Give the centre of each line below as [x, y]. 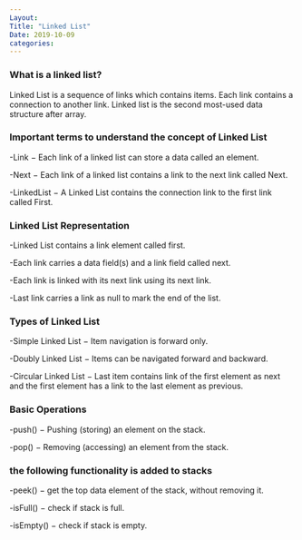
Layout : [24, 18]
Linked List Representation [69, 225]
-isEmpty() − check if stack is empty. [78, 525]
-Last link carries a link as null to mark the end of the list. [115, 298]
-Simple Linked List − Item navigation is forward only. [109, 341]
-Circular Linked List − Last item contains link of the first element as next [145, 377]
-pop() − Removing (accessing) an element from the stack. [119, 447]
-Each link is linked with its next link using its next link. [110, 280]
